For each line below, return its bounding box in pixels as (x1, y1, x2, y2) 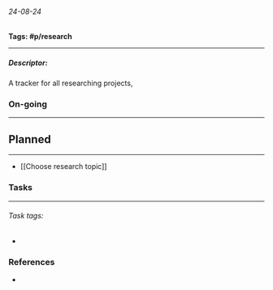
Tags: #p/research (8, 32, 72, 41)
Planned (8, 132, 51, 146)
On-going (8, 98, 47, 110)
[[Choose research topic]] (19, 162, 107, 171)
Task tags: (8, 211, 44, 221)
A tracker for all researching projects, (8, 78, 133, 89)
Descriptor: (8, 58, 48, 67)
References (8, 256, 55, 267)
